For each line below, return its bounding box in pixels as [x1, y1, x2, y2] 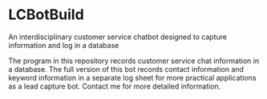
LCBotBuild [8, 6, 84, 24]
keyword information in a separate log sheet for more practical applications [8, 73, 257, 82]
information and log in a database [8, 40, 119, 49]
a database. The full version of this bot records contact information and [8, 64, 245, 73]
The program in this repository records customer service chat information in [8, 56, 259, 65]
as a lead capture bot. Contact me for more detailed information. [8, 81, 221, 91]
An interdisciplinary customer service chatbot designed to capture [8, 32, 227, 42]
